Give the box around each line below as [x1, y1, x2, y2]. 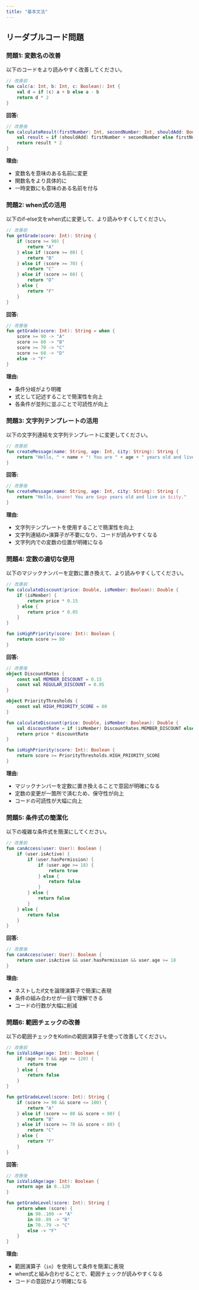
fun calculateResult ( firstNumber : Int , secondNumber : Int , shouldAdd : [6, 129, 184, 135]
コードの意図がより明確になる [14, 1278, 88, 1285]
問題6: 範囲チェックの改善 [6, 1018, 81, 1026]
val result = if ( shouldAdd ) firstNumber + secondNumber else [17, 134, 174, 140]
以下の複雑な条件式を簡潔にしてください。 [6, 828, 110, 835]
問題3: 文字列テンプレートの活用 [6, 417, 99, 425]
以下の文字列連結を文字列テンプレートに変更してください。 [6, 431, 151, 438]
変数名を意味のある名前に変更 [14, 170, 88, 177]
